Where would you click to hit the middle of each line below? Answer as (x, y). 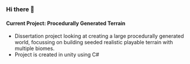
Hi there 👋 (20, 9)
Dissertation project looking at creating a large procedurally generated (99, 36)
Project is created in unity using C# (57, 55)
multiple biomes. (34, 48)
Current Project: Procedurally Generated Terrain (66, 23)
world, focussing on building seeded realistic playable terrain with (94, 42)
